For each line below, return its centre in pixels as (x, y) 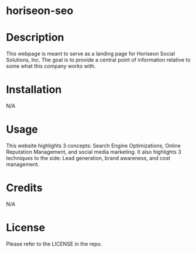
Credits (24, 188)
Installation (34, 90)
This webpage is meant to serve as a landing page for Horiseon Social (91, 54)
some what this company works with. (51, 66)
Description (35, 38)
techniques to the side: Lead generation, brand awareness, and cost (88, 158)
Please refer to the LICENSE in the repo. (54, 244)
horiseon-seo (40, 11)
